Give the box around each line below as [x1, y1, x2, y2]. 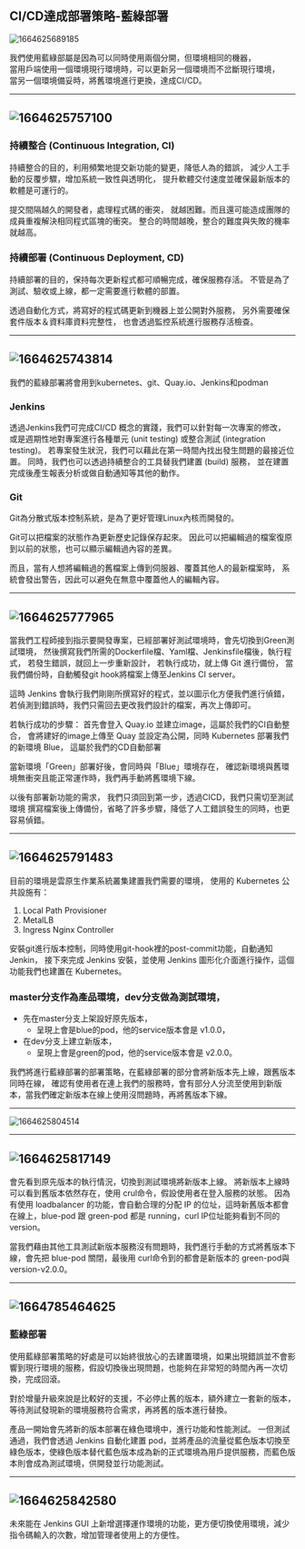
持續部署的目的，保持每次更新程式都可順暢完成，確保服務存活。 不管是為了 [9, 274, 290, 285]
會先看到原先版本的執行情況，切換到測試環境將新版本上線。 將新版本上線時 [9, 1176, 290, 1187]
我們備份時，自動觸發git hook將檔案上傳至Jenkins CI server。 [9, 669, 241, 680]
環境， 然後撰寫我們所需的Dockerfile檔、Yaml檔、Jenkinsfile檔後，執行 [16, 646, 284, 657]
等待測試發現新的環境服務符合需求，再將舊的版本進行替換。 [9, 1404, 232, 1415]
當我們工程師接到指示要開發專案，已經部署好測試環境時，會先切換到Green [9, 635, 288, 646]
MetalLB [22, 914, 54, 926]
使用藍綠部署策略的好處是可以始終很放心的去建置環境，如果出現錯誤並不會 [9, 1351, 288, 1362]
